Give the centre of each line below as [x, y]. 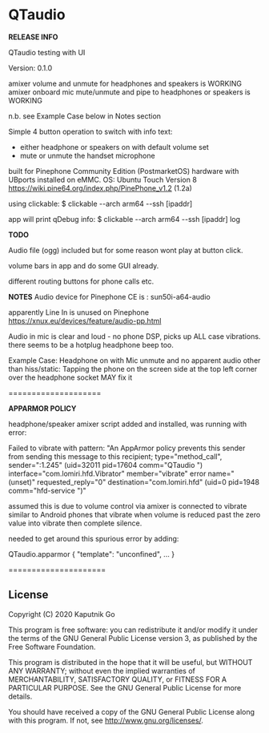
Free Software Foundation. [52, 646]
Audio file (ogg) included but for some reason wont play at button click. [126, 250]
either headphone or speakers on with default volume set [114, 147]
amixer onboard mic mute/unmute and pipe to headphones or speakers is [129, 92]
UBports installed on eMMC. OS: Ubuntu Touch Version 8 [103, 179]
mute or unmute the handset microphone [87, 155]
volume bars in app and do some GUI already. [84, 265]
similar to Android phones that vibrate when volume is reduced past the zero [134, 514]
